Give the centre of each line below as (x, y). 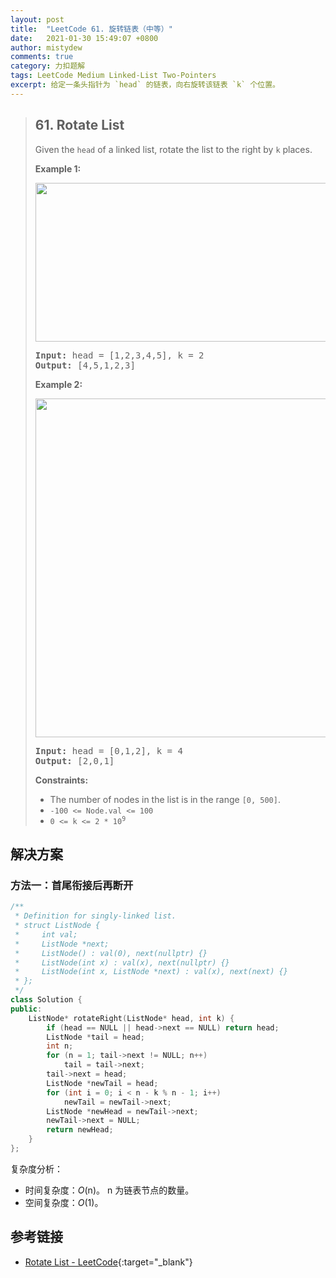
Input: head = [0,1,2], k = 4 (108, 750)
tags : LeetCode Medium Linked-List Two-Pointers (113, 76)
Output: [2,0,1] (74, 760)
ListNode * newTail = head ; (102, 1083)
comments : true (42, 57)
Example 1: (58, 168)
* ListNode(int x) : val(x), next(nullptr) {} (122, 962)
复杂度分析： (36, 1168)
